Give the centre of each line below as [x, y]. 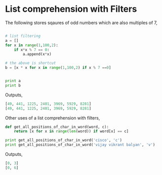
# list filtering [23, 36]
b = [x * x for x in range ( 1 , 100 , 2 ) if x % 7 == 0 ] [58, 68]
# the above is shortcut [31, 63]
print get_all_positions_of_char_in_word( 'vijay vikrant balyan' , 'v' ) [80, 145]
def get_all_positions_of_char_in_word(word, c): [57, 127]
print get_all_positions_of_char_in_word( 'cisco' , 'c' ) [64, 140]
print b [13, 85]
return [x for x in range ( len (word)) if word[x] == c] [71, 131]
